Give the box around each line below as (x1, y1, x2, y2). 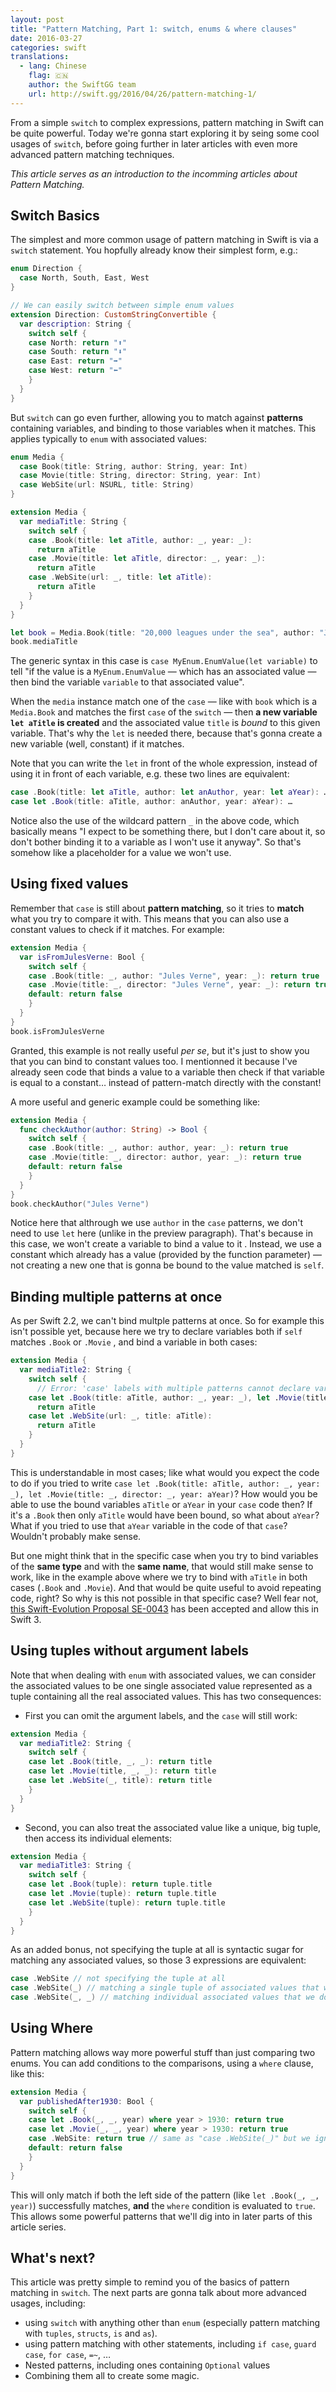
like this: (10, 2067, 45, 2080)
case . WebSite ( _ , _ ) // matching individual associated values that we (10, 1992, 315, 2003)
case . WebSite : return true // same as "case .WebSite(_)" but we (28, 2134, 311, 2144)
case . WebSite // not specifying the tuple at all (10, 1974, 226, 1984)
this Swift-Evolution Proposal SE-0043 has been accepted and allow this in (10, 1602, 319, 1615)
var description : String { (19, 319, 132, 329)
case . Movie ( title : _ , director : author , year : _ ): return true (28, 1152, 302, 1163)
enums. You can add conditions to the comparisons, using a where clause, (10, 2057, 314, 2069)
